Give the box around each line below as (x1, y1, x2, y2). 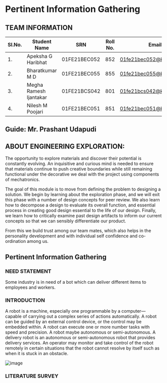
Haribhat (26, 59, 47, 66)
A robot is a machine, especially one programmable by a (5, 308, 121, 314)
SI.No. (7, 41, 22, 48)
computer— (121, 308, 146, 314)
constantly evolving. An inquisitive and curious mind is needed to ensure (5, 161, 154, 167)
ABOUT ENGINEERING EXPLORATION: (5, 142, 125, 151)
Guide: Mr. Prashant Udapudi (5, 125, 97, 134)
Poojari (26, 108, 43, 115)
